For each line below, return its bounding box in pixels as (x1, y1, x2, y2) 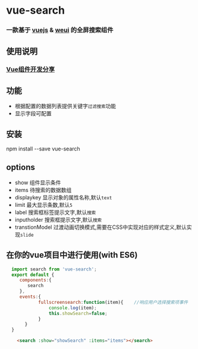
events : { (19, 294, 42, 300)
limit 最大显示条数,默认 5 (14, 201, 73, 208)
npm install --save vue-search (6, 145, 80, 152)
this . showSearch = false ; (48, 310, 108, 316)
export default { (11, 272, 55, 278)
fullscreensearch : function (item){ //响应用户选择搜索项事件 (37, 299, 188, 305)
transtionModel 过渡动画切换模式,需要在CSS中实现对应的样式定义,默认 (14, 224, 187, 231)
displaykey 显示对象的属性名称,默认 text (14, 194, 112, 201)
